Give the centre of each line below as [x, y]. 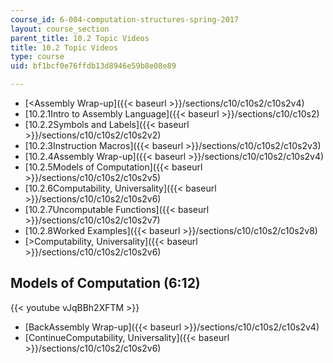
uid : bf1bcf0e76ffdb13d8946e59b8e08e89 [93, 66]
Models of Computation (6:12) [105, 283]
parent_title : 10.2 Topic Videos [80, 38]
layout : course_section [60, 29]
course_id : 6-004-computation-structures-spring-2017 [125, 19]
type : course [37, 57]
